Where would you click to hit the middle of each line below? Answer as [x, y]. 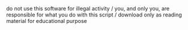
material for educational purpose [47, 21]
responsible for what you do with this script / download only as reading [94, 15]
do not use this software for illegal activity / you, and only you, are [88, 9]
